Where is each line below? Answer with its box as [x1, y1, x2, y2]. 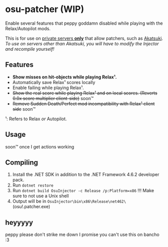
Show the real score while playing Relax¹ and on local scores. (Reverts [12, 90, 157, 96]
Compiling [5, 158, 39, 167]
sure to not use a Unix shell [12, 193, 69, 199]
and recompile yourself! [5, 46, 55, 52]
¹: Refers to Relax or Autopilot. [5, 116, 67, 122]
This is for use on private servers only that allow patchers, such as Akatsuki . [5, 35, 163, 41]
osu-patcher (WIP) [5, 4, 84, 15]
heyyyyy [5, 218, 34, 227]
